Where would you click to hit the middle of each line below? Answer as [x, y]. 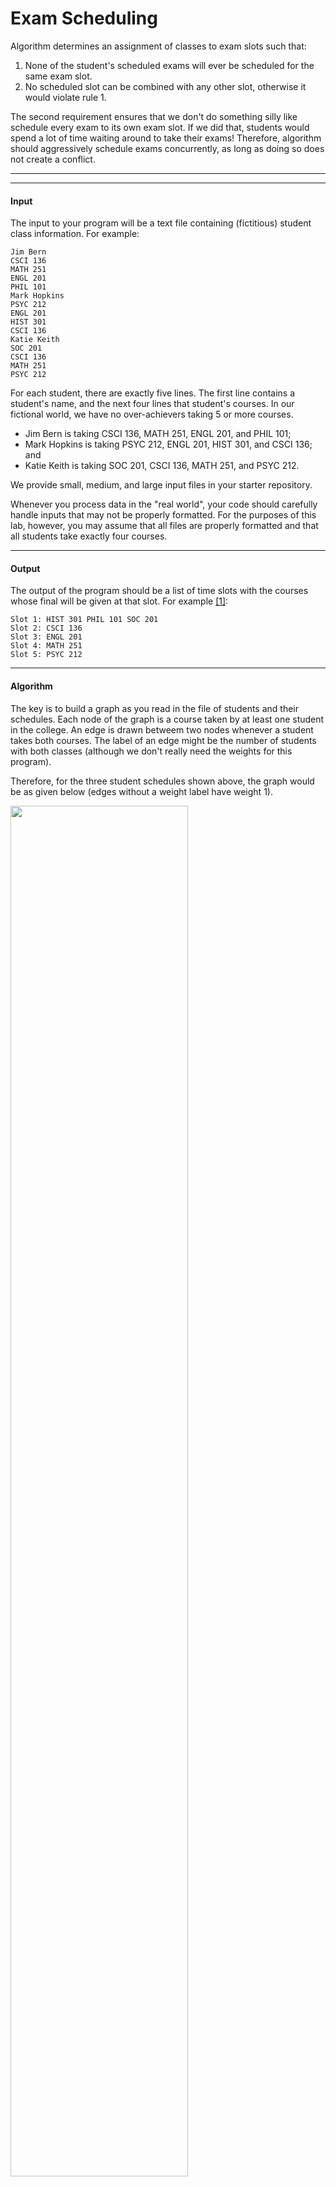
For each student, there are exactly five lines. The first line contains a [153, 393]
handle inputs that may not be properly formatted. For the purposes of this [163, 515]
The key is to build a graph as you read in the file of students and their [155, 708]
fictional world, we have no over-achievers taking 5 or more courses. [152, 414]
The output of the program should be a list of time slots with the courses [159, 591]
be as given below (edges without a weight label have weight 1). [141, 791]
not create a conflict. [53, 159]
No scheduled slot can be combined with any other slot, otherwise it [165, 86]
